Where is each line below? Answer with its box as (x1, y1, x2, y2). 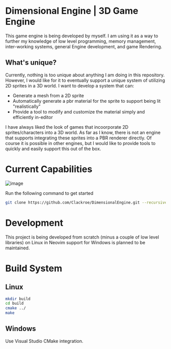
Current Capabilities (5, 163, 93, 175)
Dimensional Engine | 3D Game (5, 5, 138, 17)
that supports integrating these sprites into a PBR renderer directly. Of (5, 135, 152, 141)
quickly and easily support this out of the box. (5, 146, 101, 152)
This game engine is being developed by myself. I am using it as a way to (5, 33, 159, 39)
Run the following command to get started (5, 190, 94, 196)
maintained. (5, 245, 30, 251)
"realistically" (12, 103, 41, 109)
